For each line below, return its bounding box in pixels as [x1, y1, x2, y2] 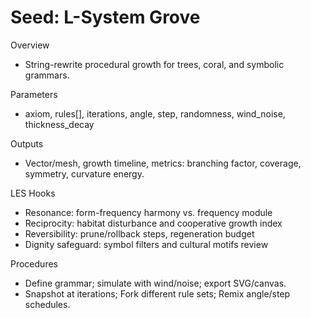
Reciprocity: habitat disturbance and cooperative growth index [24, 217, 283, 229]
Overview [10, 39, 50, 51]
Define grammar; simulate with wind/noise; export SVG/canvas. [24, 277, 287, 289]
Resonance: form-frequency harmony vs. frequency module [24, 206, 273, 218]
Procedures [10, 257, 58, 270]
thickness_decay [24, 118, 95, 130]
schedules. [24, 298, 71, 310]
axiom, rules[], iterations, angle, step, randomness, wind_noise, [24, 107, 286, 120]
